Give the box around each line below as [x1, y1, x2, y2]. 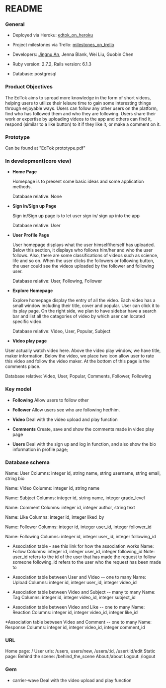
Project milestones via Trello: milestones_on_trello [12, 42, 114, 48]
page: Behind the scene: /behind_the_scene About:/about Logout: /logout [5, 654, 156, 660]
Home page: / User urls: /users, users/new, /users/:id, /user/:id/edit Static [5, 648, 156, 654]
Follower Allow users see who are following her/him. [12, 406, 120, 412]
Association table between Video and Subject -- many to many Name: [12, 589, 156, 595]
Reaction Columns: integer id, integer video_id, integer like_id [12, 609, 138, 615]
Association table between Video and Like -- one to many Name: [12, 604, 145, 610]
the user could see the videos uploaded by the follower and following [12, 263, 154, 269]
